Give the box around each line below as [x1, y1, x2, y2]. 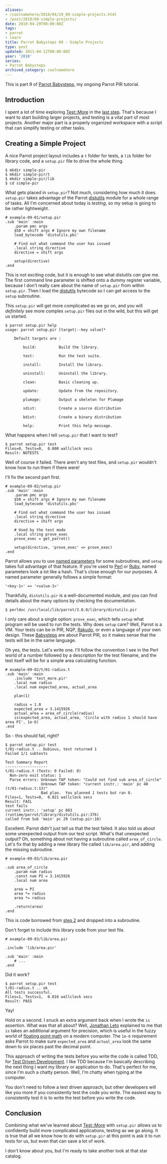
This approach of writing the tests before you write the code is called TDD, [5, 1053, 159, 1059]
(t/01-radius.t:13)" [5, 786, 48, 791]
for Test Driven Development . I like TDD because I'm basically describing [5, 1058, 156, 1064]
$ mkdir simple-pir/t [5, 172, 50, 177]
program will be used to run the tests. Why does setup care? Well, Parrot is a [5, 621, 162, 627]
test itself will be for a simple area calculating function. [5, 657, 118, 664]
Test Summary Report [5, 759, 48, 765]
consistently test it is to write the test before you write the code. [5, 1095, 136, 1101]
